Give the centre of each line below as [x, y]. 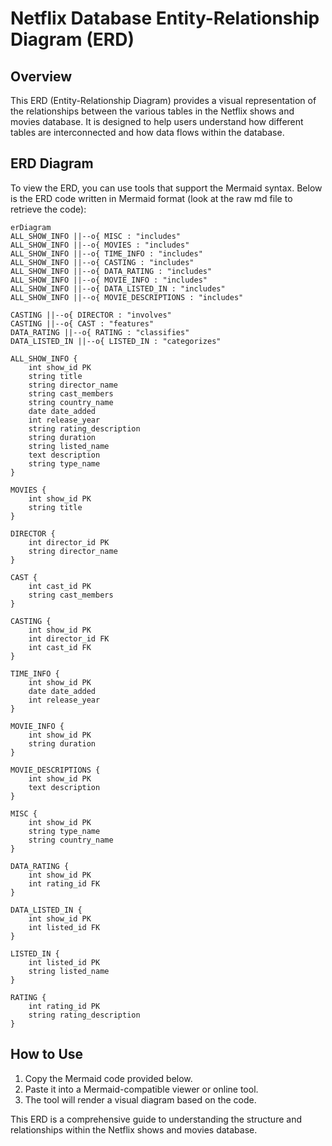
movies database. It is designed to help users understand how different [157, 121]
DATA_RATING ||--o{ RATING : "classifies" [100, 332]
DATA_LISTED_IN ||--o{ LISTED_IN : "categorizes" [116, 341]
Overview [41, 76]
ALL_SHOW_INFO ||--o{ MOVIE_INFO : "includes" [109, 280]
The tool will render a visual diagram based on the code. [140, 1099]
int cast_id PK [60, 586]
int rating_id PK [64, 1006]
